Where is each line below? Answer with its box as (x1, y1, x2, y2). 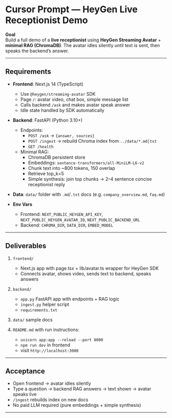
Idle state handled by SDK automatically (20, 107, 105, 113)
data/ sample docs (12, 316, 53, 323)
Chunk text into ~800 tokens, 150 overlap (28, 165, 115, 171)
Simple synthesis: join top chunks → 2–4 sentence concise (28, 175, 152, 182)
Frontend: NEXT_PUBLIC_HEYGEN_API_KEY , (20, 211, 103, 217)
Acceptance (5, 367, 45, 376)
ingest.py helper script (20, 301, 70, 307)
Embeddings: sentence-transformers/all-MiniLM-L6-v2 (28, 160, 144, 166)
